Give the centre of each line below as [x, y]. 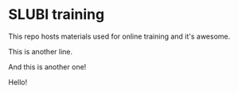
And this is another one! [47, 67]
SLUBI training [57, 15]
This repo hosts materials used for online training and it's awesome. [119, 36]
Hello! [18, 82]
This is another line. [41, 51]
